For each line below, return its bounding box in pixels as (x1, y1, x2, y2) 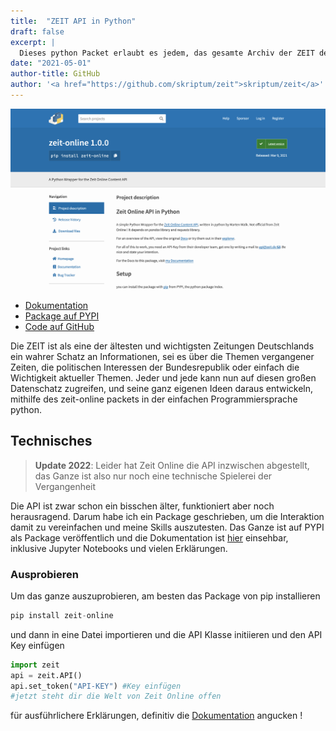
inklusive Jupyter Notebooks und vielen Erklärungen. (10, 542, 228, 554)
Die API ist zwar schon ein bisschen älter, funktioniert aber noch (10, 500, 275, 512)
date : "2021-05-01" (10, 58, 92, 69)
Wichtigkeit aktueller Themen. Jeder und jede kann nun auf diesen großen (10, 371, 317, 384)
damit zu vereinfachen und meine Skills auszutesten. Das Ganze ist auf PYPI (10, 521, 325, 533)
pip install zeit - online (10, 610, 114, 620)
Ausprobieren (10, 567, 79, 581)
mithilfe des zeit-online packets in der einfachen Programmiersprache (10, 393, 298, 405)
